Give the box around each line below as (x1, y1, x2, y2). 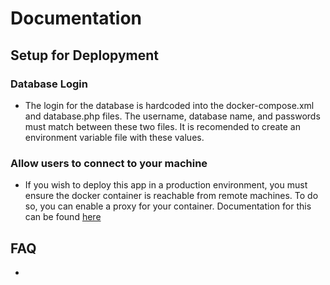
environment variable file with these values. (24, 131, 205, 143)
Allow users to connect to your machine (10, 156, 208, 170)
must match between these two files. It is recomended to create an (24, 120, 301, 132)
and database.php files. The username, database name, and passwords (24, 110, 321, 122)
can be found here (24, 211, 102, 223)
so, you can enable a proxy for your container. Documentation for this (24, 200, 312, 212)
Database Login (10, 77, 88, 91)
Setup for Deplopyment (10, 47, 159, 64)
